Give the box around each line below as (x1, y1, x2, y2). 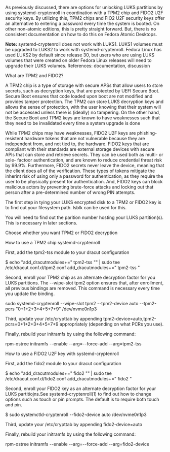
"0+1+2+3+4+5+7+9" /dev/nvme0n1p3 (16, 306, 97, 312)
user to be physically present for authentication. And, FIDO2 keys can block (5, 179, 163, 184)
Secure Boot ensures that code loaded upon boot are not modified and (5, 93, 153, 99)
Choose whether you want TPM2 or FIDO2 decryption (5, 230, 118, 236)
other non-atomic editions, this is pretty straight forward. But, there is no (5, 26, 156, 32)
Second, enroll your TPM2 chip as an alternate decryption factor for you (5, 274, 155, 280)
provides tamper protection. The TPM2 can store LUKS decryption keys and (5, 99, 163, 105)
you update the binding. (5, 290, 55, 297)
